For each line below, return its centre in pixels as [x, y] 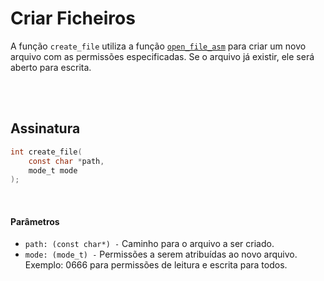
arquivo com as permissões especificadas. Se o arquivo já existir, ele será [162, 56]
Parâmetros [35, 221]
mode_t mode [53, 170]
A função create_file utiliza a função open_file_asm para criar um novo [158, 46]
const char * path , [66, 161]
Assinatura [45, 128]
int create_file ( [46, 152]
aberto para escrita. [51, 67]
